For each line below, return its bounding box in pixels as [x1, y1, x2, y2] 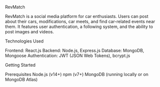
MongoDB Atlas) [5, 77, 38, 82]
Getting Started [5, 62, 36, 68]
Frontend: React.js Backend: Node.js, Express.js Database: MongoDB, [5, 48, 144, 53]
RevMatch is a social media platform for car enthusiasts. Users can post [5, 14, 149, 19]
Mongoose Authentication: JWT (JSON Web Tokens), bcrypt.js [5, 53, 130, 58]
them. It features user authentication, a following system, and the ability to [5, 24, 153, 29]
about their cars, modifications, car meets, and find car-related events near [5, 19, 155, 24]
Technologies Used [5, 38, 44, 44]
